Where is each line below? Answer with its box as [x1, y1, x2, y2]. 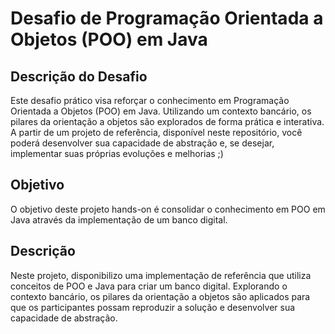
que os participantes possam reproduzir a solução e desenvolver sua [10, 301, 296, 313]
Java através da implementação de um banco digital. [10, 213, 228, 226]
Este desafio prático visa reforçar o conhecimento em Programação [10, 95, 290, 106]
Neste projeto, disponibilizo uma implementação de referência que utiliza [10, 269, 312, 281]
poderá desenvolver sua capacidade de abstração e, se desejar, [10, 137, 275, 149]
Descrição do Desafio [10, 68, 148, 85]
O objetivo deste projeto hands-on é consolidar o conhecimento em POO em [10, 203, 326, 215]
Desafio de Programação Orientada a [10, 7, 324, 30]
